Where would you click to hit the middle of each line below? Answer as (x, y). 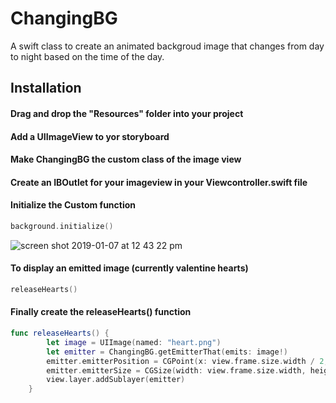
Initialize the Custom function (73, 205)
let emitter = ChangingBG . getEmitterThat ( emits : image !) (167, 352)
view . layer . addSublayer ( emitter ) (116, 380)
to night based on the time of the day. (87, 56)
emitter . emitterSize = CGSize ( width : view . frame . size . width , (176, 370)
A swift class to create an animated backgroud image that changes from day (167, 46)
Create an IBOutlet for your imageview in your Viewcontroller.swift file (159, 182)
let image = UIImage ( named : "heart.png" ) (134, 342)
